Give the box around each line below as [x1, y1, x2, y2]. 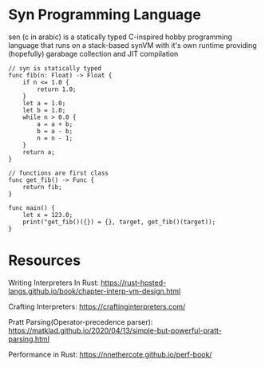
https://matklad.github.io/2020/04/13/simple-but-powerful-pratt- [8, 326, 222, 335]
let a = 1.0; [22, 99, 66, 107]
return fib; [22, 183, 62, 191]
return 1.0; [37, 85, 77, 93]
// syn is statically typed [8, 64, 102, 73]
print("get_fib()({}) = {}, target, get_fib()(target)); [22, 218, 216, 226]
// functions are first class [8, 169, 109, 177]
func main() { [8, 203, 56, 212]
